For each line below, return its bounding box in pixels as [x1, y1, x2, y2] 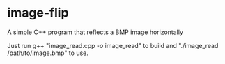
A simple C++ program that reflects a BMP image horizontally [7, 28, 183, 36]
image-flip [7, 5, 69, 21]
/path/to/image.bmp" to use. [7, 49, 88, 57]
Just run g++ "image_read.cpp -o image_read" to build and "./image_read [7, 41, 219, 49]
